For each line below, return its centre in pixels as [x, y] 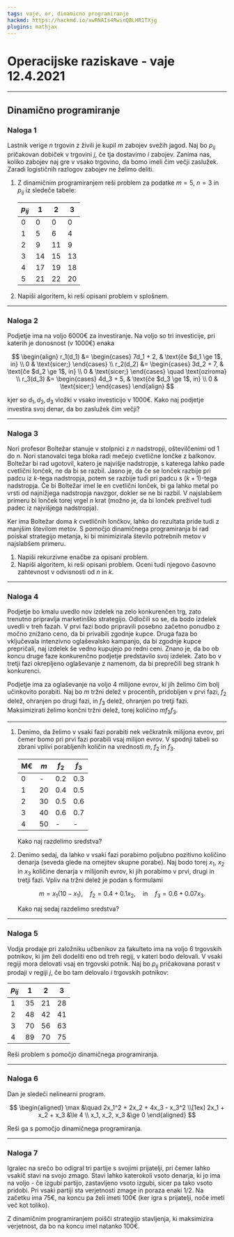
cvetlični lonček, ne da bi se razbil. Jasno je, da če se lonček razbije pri [109, 471]
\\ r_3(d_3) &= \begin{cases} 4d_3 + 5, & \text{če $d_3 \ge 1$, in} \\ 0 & [117, 379]
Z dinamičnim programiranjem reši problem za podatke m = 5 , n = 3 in [118, 183]
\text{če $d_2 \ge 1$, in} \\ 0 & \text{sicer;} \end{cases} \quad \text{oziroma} [117, 372]
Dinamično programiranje [64, 110]
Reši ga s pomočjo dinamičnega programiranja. [75, 1128]
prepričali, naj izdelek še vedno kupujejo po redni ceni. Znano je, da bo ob [113, 648]
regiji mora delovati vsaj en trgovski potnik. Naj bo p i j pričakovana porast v [114, 964]
